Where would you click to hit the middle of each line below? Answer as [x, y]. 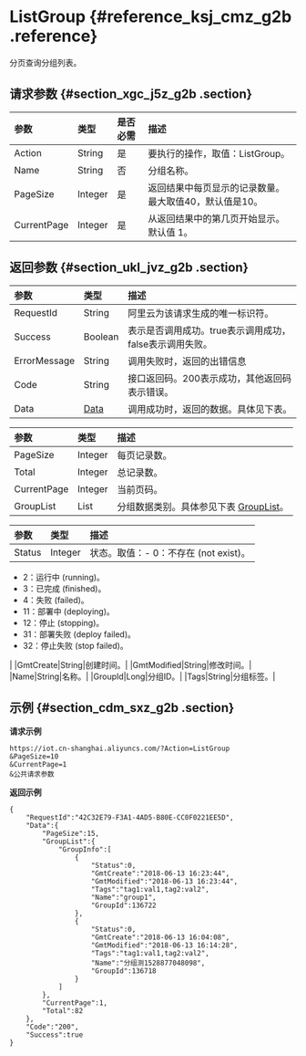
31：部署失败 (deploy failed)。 [79, 634]
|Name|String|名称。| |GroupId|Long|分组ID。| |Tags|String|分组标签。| [143, 676]
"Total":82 [63, 1011]
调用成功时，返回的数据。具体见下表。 [209, 409]
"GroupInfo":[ [85, 850]
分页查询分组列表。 [46, 62]
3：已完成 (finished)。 [64, 588]
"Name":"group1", [123, 898]
